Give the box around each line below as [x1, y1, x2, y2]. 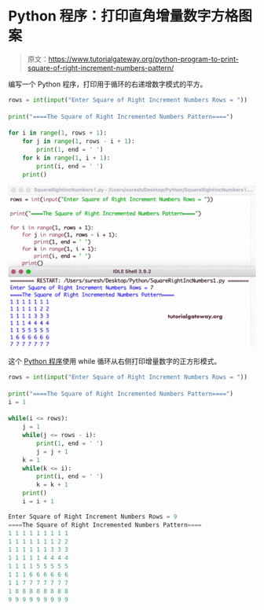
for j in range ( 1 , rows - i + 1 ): [22, 138, 135, 145]
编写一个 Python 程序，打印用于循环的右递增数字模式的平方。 [8, 79, 207, 89]
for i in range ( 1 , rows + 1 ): [8, 129, 108, 138]
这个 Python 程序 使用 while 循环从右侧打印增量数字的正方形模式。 [8, 356, 222, 366]
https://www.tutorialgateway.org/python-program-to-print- [48, 54, 240, 64]
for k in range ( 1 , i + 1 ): [22, 154, 111, 162]
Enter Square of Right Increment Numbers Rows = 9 [8, 513, 178, 520]
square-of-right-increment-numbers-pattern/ [27, 63, 174, 72]
